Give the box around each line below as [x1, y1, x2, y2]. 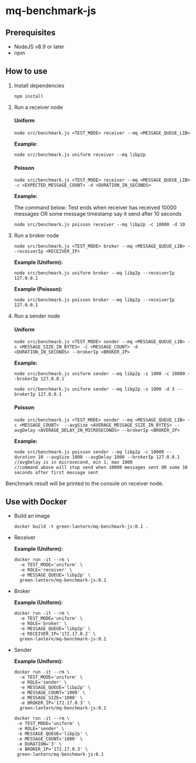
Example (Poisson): [13, 286, 63, 293]
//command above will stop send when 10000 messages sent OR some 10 [13, 464, 188, 470]
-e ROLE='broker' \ [19, 621, 67, 627]
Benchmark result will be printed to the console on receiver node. [5, 480, 164, 487]
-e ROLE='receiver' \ [19, 567, 73, 573]
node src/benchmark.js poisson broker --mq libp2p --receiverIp [13, 297, 175, 303]
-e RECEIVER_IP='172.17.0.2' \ [19, 631, 96, 637]
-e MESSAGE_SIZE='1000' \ [19, 695, 83, 701]
